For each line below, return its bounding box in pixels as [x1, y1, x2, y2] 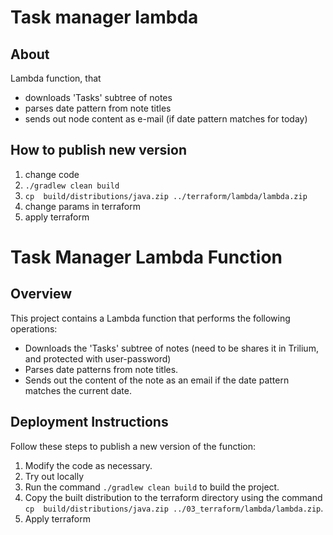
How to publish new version [10, 142, 187, 159]
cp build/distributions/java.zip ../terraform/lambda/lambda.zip [24, 191, 308, 201]
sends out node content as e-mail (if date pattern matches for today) [24, 113, 308, 125]
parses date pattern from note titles [24, 102, 172, 114]
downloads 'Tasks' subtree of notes [24, 92, 173, 103]
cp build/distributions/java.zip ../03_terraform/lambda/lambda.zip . [24, 502, 324, 514]
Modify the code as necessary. [24, 459, 153, 471]
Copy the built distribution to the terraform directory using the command [24, 491, 323, 503]
